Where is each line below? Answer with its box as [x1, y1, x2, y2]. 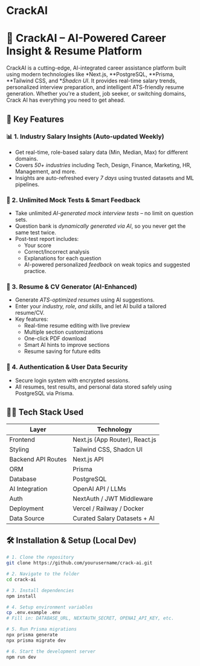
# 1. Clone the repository [6, 555, 74, 561]
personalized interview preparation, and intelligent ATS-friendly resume [6, 84, 184, 91]
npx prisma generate [6, 632, 59, 638]
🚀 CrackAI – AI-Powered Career [6, 31, 166, 45]
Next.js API [72, 455, 104, 463]
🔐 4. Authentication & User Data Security [6, 363, 128, 371]
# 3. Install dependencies [6, 587, 74, 593]
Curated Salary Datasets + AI [72, 514, 155, 523]
